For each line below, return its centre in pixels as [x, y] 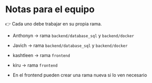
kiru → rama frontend [35, 65]
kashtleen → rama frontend [41, 55]
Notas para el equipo [50, 9]
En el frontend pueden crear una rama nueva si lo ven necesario [80, 75]
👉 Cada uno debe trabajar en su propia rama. [54, 23]
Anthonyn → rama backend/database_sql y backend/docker [73, 35]
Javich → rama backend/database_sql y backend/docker [70, 45]
